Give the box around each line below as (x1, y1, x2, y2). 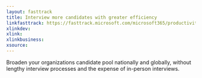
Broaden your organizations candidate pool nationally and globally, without (6, 58, 191, 66)
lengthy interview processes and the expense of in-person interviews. (6, 65, 180, 72)
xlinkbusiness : (6, 37, 44, 43)
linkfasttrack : (6, 20, 44, 26)
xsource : (6, 43, 28, 49)
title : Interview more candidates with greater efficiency (6, 14, 158, 20)
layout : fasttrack (6, 8, 52, 15)
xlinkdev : (6, 25, 31, 32)
